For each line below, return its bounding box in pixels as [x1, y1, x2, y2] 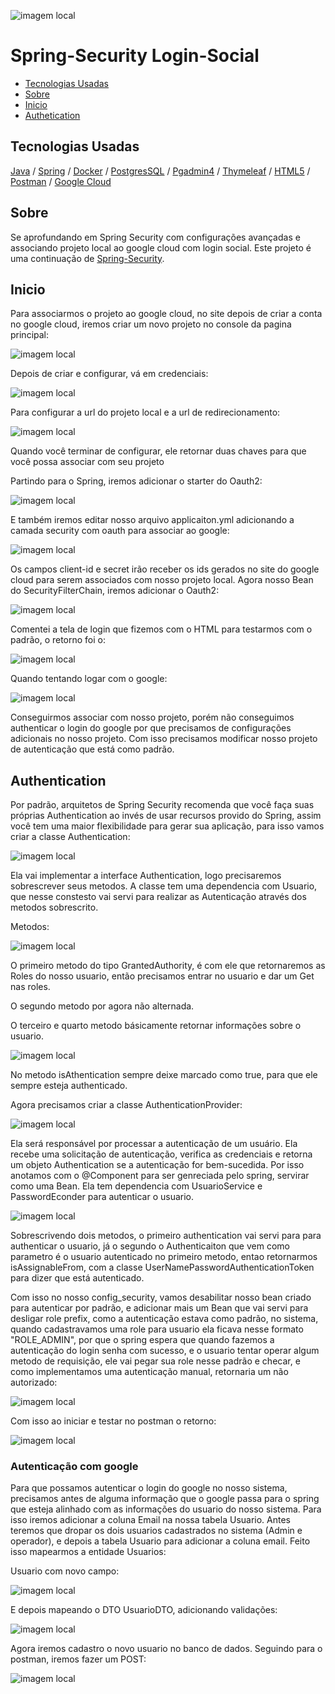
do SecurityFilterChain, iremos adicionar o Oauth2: [10, 585, 220, 597]
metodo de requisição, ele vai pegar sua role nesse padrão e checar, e [10, 1355, 301, 1367]
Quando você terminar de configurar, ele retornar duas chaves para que [10, 445, 307, 457]
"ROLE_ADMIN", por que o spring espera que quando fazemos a [10, 1334, 275, 1346]
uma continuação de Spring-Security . [10, 252, 165, 264]
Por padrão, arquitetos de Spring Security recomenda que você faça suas [10, 799, 315, 811]
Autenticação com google [10, 1460, 139, 1474]
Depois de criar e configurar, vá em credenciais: [10, 368, 209, 380]
